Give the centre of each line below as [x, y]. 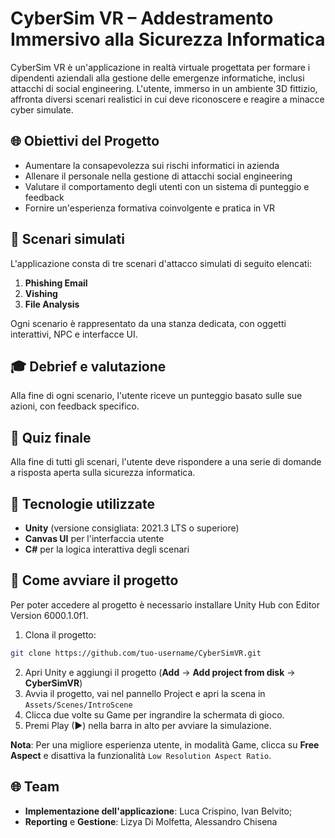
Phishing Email [56, 283]
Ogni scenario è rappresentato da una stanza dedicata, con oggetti [148, 323]
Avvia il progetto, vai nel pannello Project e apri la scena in [145, 693]
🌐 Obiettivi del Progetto [85, 141]
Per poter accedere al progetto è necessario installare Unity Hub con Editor [165, 604]
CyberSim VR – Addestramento [142, 18]
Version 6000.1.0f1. [49, 615]
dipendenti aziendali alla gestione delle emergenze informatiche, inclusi [157, 78]
